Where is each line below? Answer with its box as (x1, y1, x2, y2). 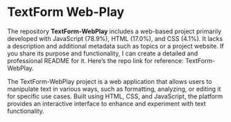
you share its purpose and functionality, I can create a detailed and (7, 49, 198, 58)
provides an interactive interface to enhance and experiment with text (7, 99, 206, 107)
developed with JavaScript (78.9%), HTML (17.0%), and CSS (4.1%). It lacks (7, 34, 223, 42)
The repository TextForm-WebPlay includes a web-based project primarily (7, 27, 222, 35)
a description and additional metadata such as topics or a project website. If (7, 42, 224, 50)
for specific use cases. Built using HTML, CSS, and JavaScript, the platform (7, 91, 223, 101)
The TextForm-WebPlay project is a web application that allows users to (7, 77, 212, 85)
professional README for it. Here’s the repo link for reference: (7, 56, 184, 64)
